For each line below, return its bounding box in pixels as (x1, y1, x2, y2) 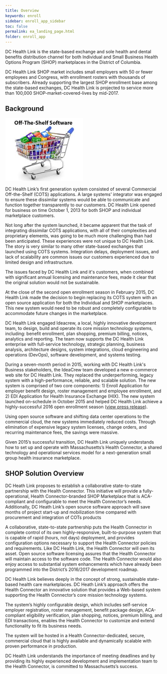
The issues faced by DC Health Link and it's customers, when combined (5, 269, 154, 275)
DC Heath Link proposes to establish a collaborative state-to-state (5, 483, 141, 489)
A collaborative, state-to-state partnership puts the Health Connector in (5, 524, 152, 530)
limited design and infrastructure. (5, 259, 74, 265)
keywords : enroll (5, 13, 41, 18)
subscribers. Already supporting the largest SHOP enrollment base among (5, 80, 158, 85)
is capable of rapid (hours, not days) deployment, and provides (5, 534, 135, 540)
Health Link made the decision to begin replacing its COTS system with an (5, 294, 158, 300)
